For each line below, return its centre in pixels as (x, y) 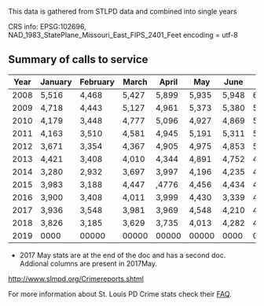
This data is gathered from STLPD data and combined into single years (123, 11)
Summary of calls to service (78, 59)
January (56, 82)
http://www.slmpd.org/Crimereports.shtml (76, 278)
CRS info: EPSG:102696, (47, 26)
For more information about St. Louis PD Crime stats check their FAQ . (120, 293)
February (97, 82)
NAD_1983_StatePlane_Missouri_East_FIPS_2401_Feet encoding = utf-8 (123, 35)
